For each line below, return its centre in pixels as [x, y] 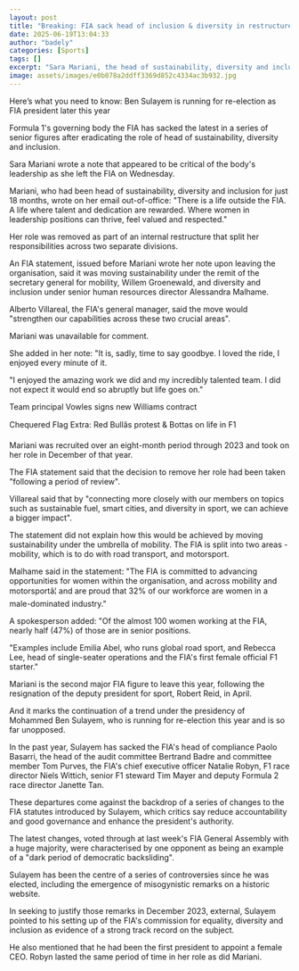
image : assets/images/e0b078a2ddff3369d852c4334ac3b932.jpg [123, 76]
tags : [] [25, 59]
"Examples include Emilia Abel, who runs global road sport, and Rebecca [142, 647]
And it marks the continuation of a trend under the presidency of [127, 710]
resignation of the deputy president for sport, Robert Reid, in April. [130, 693]
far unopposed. [37, 729]
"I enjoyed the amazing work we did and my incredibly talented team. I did [145, 379]
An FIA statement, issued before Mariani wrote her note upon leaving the [142, 263]
